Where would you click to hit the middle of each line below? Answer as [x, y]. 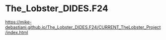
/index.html [17, 32]
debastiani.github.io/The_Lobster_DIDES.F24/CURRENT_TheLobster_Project [83, 27]
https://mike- [19, 22]
